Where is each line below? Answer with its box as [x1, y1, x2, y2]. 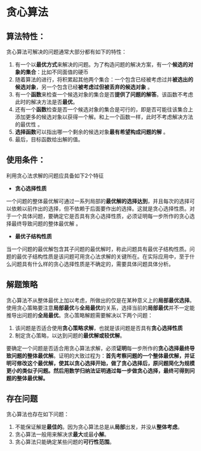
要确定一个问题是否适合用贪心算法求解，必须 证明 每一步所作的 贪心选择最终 [6, 344, 190, 352]
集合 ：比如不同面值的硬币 [25, 68, 89, 75]
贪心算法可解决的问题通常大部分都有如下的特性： [6, 49, 127, 55]
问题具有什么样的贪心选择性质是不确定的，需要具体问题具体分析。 [11, 260, 174, 267]
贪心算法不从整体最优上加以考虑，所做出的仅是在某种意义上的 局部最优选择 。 [6, 296, 195, 304]
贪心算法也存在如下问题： [6, 411, 69, 418]
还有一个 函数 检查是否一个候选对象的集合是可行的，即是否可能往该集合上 [14, 106, 193, 113]
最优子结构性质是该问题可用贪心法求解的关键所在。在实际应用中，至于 [16, 253, 190, 260]
